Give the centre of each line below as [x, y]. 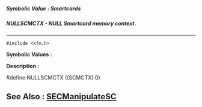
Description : [23, 66]
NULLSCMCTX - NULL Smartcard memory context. [71, 23]
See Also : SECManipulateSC [61, 97]
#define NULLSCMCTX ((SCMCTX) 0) [53, 78]
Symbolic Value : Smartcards [44, 8]
